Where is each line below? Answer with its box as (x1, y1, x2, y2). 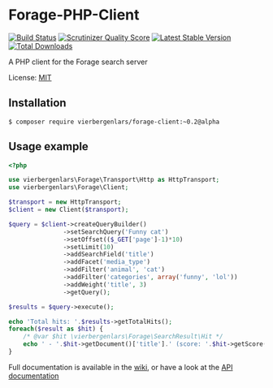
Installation (8, 96, 67, 110)
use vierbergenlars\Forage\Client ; (8, 183, 129, 192)
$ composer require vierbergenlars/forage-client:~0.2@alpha (8, 118, 220, 126)
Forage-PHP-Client (8, 6, 140, 24)
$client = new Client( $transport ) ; (8, 205, 129, 214)
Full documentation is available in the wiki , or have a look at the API (8, 362, 233, 372)
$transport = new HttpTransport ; (8, 198, 122, 206)
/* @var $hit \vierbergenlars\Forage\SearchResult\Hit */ (23, 333, 223, 341)
